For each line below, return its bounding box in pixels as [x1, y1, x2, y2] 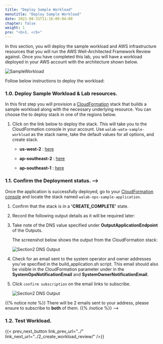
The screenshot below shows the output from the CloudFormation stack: [12, 237, 158, 243]
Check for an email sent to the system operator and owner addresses [12, 255, 151, 262]
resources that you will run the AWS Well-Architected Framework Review [5, 48, 151, 54]
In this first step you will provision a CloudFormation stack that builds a [5, 101, 147, 107]
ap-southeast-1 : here [19, 165, 64, 171]
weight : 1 [5, 25, 25, 30]
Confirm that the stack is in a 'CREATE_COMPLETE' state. [12, 203, 129, 209]
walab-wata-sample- [105, 127, 145, 132]
